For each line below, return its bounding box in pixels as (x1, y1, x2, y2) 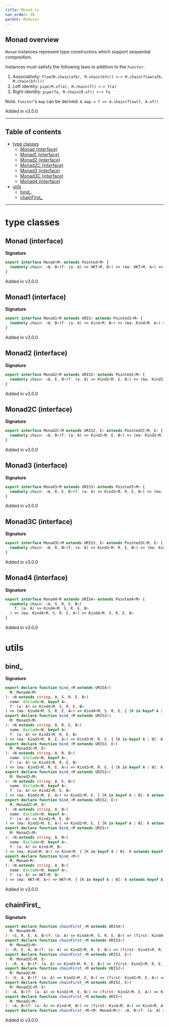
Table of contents (5, 127, 61, 136)
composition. (5, 54, 33, 60)
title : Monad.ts (5, 7, 39, 13)
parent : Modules (5, 17, 39, 22)
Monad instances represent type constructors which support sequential (5, 49, 151, 55)
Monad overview (5, 35, 59, 44)
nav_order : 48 (5, 12, 35, 17)
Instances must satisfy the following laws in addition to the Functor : (5, 64, 145, 70)
